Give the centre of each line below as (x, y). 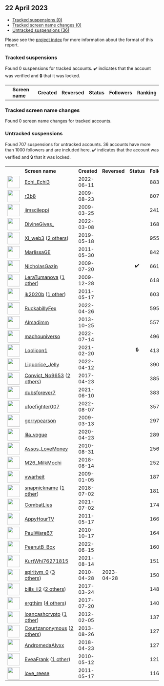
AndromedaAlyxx (44, 645)
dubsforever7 (40, 393)
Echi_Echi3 (37, 182)
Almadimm (37, 322)
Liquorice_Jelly (42, 364)
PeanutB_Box (40, 547)
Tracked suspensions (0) (37, 20)
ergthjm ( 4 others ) (46, 603)
